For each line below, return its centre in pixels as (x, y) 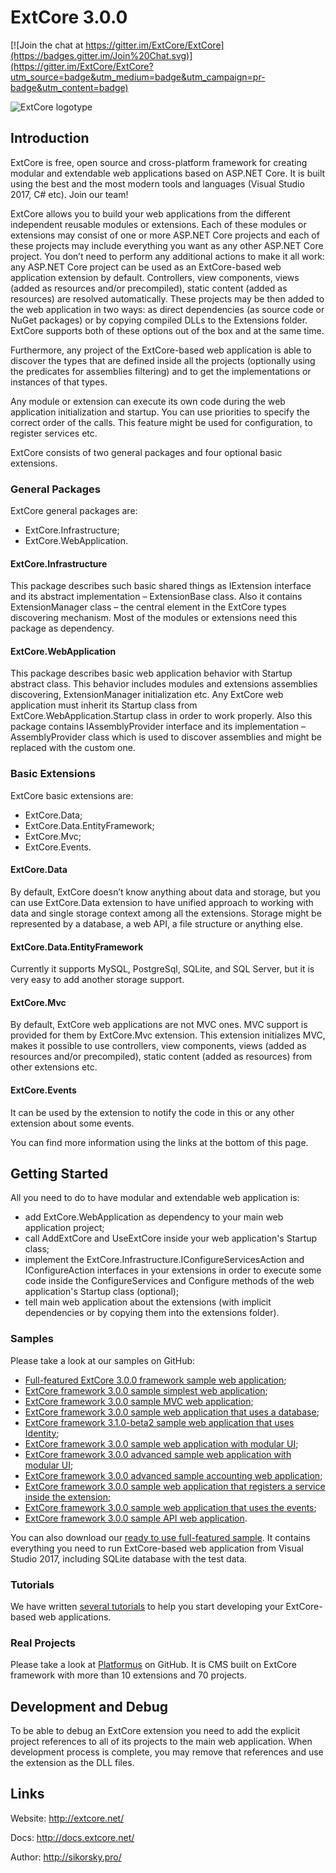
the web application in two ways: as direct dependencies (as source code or (167, 309)
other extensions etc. (54, 1067)
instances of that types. (59, 382)
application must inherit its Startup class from (104, 705)
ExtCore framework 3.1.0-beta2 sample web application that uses (159, 1422)
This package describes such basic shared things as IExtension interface (161, 586)
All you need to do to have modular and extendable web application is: (155, 1198)
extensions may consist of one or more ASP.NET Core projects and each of (165, 235)
